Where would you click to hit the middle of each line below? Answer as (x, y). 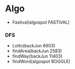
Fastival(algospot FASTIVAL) (41, 22)
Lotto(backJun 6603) (34, 46)
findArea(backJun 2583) (37, 51)
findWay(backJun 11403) (37, 56)
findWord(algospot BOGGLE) (41, 62)
